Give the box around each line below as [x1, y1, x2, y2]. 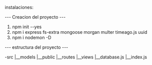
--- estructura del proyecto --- [5, 44, 69, 50]
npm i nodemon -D [12, 35, 52, 40]
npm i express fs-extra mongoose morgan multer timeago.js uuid [12, 29, 147, 35]
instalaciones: [5, 5, 34, 10]
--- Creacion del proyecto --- [5, 14, 66, 20]
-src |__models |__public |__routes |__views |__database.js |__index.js [5, 54, 147, 60]
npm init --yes [12, 24, 42, 30]
